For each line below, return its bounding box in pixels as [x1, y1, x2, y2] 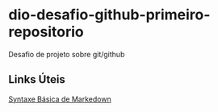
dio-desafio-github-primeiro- [8, 6, 211, 24]
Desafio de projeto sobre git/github [8, 49, 125, 59]
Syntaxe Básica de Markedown [8, 94, 111, 104]
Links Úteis [8, 73, 66, 86]
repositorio [8, 23, 84, 41]
